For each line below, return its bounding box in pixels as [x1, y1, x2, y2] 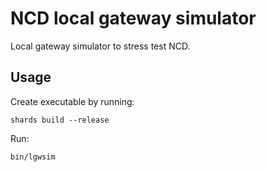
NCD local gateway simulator [10, 7, 257, 30]
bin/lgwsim [10, 152, 56, 162]
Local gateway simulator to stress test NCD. [10, 40, 191, 52]
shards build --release [10, 115, 110, 125]
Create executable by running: [10, 95, 135, 107]
